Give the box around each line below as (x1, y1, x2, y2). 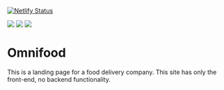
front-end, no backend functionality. (7, 75, 111, 83)
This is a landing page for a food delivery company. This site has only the (7, 68, 217, 76)
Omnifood (7, 45, 66, 61)
